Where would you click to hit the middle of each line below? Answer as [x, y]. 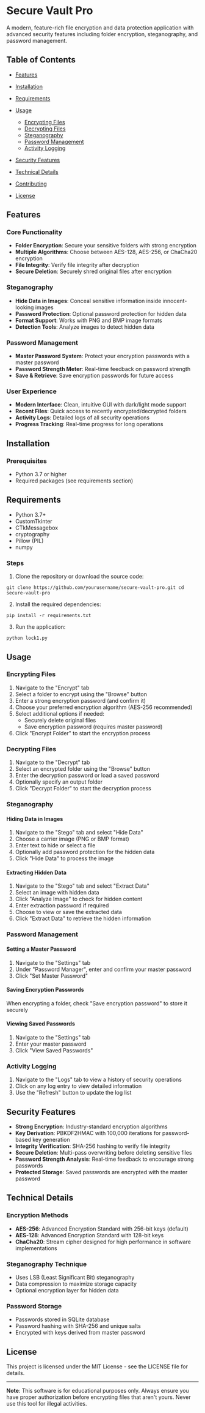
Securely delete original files [60, 720]
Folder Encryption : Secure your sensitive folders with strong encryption [106, 245]
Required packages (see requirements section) [74, 481]
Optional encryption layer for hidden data [67, 1291]
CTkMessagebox [37, 528]
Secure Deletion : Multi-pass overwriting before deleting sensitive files [103, 1153]
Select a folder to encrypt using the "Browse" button [81, 694]
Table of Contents [41, 60]
